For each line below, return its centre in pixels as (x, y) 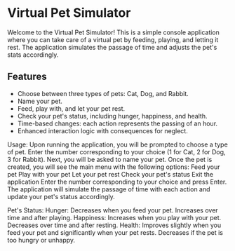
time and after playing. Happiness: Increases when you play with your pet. (114, 217)
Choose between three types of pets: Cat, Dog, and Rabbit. (103, 93)
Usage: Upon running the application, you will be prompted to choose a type (117, 144)
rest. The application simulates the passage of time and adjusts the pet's (112, 47)
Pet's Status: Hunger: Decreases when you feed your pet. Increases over (113, 210)
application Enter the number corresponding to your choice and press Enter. (117, 182)
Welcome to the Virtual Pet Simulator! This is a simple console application (113, 32)
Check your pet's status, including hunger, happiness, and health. (112, 116)
